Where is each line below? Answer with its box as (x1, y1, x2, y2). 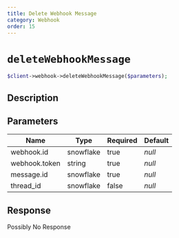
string (67, 159, 86, 168)
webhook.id (10, 148, 49, 157)
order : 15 (7, 23, 36, 30)
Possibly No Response (7, 223, 71, 231)
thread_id (10, 181, 41, 190)
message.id (10, 170, 48, 179)
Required (107, 136, 138, 146)
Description (7, 92, 59, 103)
